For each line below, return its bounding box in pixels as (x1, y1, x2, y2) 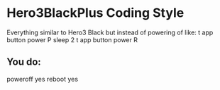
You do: (6, 56, 42, 68)
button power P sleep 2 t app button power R (6, 35, 138, 44)
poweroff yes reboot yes (6, 75, 79, 83)
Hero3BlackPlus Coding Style (6, 5, 185, 21)
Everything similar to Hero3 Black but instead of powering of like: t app (6, 28, 214, 37)
